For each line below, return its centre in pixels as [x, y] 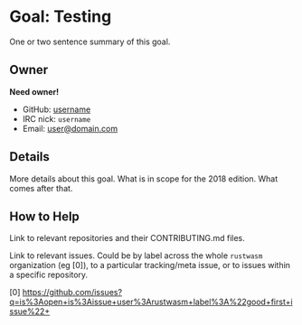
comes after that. [41, 188]
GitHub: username [57, 109]
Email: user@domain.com [70, 128]
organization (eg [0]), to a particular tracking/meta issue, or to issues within [150, 265]
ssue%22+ [30, 311]
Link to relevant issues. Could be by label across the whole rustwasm [136, 255]
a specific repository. [49, 275]
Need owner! [34, 91]
